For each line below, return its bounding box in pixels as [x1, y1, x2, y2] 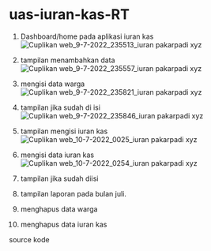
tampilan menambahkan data [20, 55, 115, 65]
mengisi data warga [20, 79, 85, 88]
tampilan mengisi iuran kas [20, 126, 108, 136]
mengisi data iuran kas [20, 150, 95, 159]
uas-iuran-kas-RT [9, 6, 130, 24]
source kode [9, 234, 50, 244]
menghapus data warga [20, 204, 98, 214]
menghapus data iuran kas [20, 219, 107, 229]
